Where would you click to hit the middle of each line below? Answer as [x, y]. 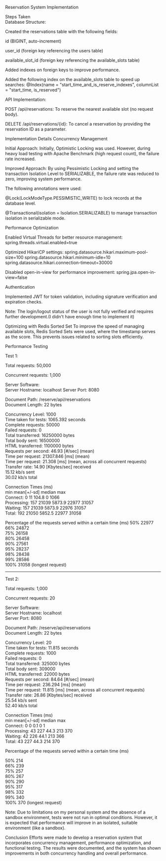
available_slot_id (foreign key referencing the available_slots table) [72, 60]
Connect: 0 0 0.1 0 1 [25, 726]
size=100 [14, 257]
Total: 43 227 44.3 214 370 [33, 741]
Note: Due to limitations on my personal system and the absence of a [75, 812]
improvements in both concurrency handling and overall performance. [76, 853]
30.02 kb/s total [21, 477]
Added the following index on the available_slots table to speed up [72, 79]
